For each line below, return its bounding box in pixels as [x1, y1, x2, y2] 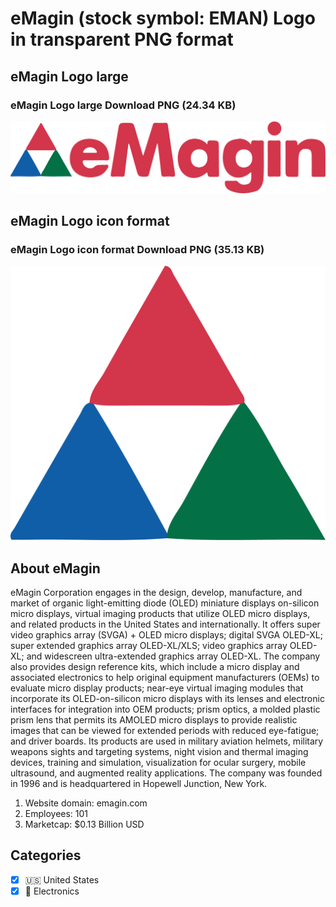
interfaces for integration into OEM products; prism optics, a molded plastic [10, 703, 321, 716]
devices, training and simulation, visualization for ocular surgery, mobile [10, 757, 307, 769]
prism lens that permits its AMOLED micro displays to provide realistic [10, 714, 298, 726]
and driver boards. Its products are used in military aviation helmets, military [10, 735, 324, 747]
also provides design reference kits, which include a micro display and [10, 661, 300, 673]
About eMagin [10, 560, 101, 577]
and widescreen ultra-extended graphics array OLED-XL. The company [26, 650, 321, 662]
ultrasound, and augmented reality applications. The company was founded [10, 767, 323, 779]
